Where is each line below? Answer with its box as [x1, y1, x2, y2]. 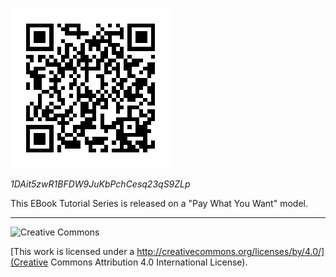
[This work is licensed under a [10, 246, 135, 257]
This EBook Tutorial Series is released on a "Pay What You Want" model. [10, 198, 308, 209]
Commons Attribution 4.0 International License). [50, 256, 248, 268]
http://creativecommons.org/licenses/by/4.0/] [136, 246, 325, 257]
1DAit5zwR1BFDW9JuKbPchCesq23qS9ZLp [10, 178, 191, 190]
